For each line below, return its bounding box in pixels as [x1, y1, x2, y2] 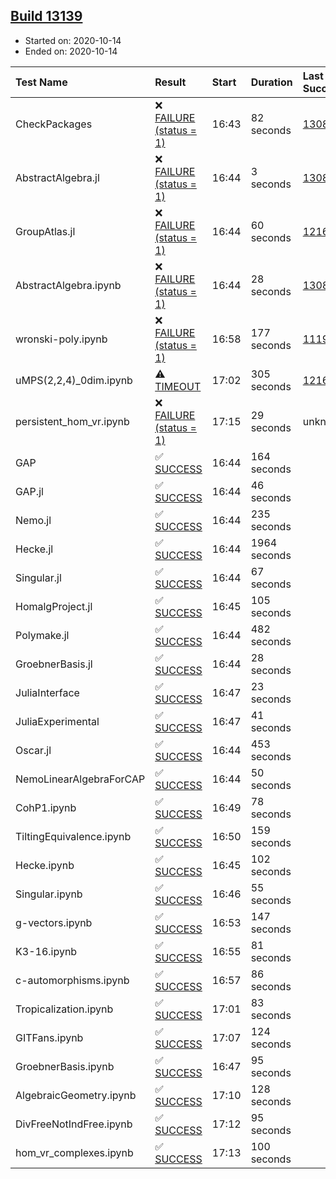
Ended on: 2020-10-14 [24, 45, 118, 57]
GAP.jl [15, 484, 44, 498]
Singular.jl [15, 570, 62, 584]
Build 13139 [10, 8, 83, 25]
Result [154, 75, 187, 89]
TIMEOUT [154, 379, 202, 393]
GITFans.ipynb [15, 1030, 84, 1044]
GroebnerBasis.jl [15, 657, 93, 671]
